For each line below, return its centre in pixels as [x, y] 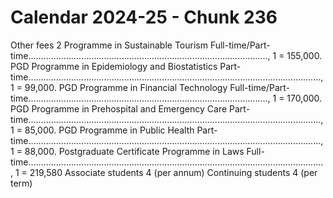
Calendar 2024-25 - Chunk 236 [144, 17]
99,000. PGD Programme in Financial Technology [126, 87]
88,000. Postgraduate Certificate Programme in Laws [134, 151]
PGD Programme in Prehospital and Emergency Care [119, 108]
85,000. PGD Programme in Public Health [109, 130]
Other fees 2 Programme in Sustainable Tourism [109, 45]
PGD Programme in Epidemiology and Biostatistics [114, 66]
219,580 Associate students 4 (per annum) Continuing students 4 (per [173, 172]
